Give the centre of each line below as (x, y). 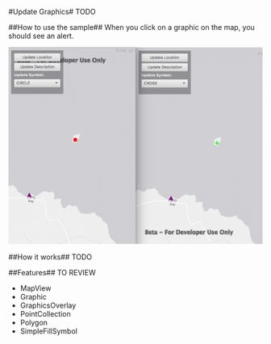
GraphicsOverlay (48, 305)
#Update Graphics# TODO (52, 12)
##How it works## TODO (50, 257)
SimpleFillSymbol (49, 331)
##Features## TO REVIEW (52, 273)
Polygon (34, 323)
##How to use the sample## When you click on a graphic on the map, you (132, 27)
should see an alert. (41, 36)
